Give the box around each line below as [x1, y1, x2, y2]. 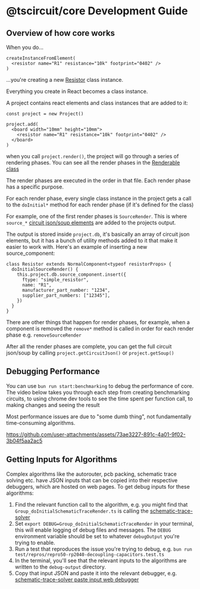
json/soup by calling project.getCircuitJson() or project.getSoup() [6, 349, 174, 356]
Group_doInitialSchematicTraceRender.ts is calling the [14, 507, 149, 514]
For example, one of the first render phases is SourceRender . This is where [6, 213, 187, 220]
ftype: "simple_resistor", [21, 277, 89, 283]
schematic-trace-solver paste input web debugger [14, 576, 139, 583]
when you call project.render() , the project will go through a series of [6, 153, 179, 159]
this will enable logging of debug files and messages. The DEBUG [14, 526, 171, 534]
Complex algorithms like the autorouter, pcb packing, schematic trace [6, 470, 177, 477]
